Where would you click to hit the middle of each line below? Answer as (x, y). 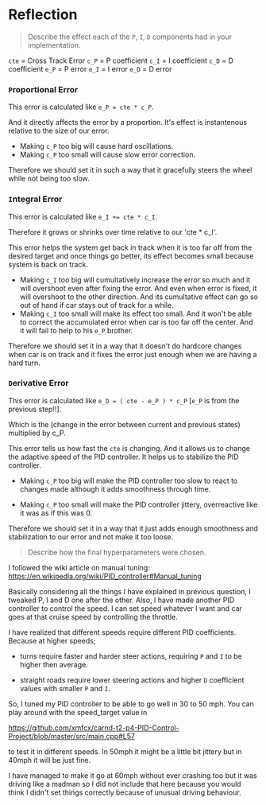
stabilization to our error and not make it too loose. (91, 537)
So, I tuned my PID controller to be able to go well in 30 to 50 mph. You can (131, 704)
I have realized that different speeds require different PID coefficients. (122, 632)
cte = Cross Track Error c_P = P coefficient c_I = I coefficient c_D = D (121, 60)
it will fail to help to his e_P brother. (76, 330)
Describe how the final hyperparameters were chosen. (117, 552)
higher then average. (54, 664)
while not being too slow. (49, 179)
